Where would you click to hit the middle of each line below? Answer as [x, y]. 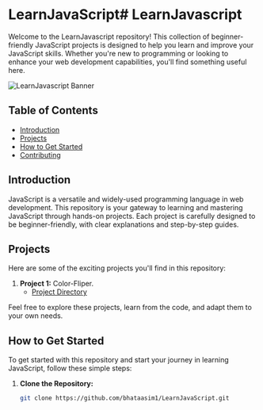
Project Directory [59, 292]
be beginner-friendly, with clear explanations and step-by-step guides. [124, 224]
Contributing [40, 155]
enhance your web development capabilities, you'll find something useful [128, 62]
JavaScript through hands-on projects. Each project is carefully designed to [132, 216]
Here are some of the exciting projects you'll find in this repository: [117, 268]
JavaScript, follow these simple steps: [70, 368]
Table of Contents [53, 111]
